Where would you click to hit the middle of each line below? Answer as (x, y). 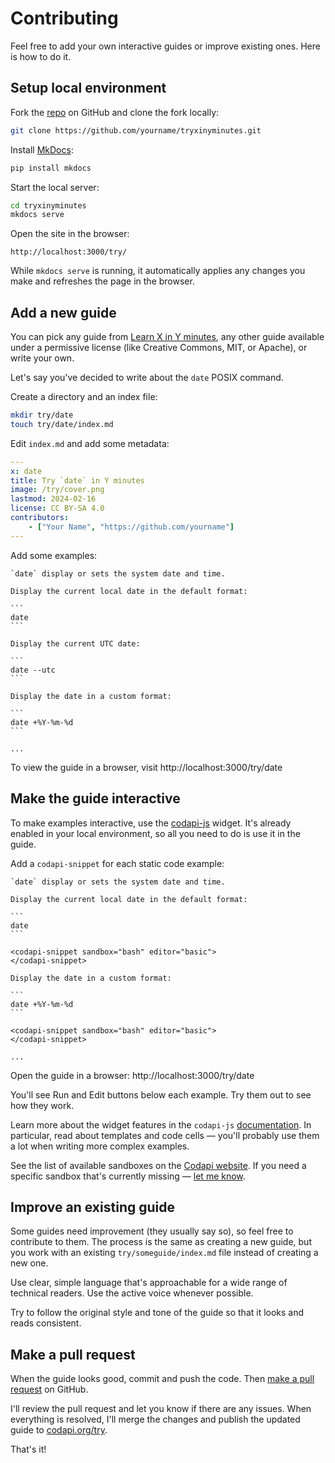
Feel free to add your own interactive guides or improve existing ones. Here (165, 46)
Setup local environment (88, 88)
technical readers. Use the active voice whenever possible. (132, 1293)
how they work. (42, 1105)
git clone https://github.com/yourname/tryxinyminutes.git (136, 130)
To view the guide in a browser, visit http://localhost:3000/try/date (146, 767)
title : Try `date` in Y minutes (77, 480)
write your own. (42, 358)
